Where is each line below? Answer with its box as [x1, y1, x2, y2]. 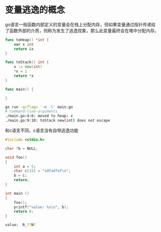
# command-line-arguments [5, 109, 58, 114]
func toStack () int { [5, 60, 49, 65]
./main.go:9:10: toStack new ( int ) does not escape [5, 118, 110, 123]
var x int [14, 42, 34, 47]
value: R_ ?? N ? [5, 223, 36, 228]
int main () [5, 191, 29, 196]
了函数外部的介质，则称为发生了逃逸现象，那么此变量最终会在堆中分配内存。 [5, 27, 159, 33]
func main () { [5, 86, 34, 92]
